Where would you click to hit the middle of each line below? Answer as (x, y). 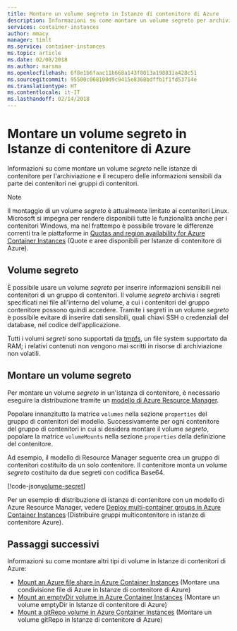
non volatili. (24, 353)
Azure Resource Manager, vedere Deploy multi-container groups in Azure (114, 507)
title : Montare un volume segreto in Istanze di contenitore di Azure (113, 14)
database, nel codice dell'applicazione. (64, 324)
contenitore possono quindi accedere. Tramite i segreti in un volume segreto (118, 310)
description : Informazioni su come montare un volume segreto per (107, 20)
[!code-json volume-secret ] (47, 486)
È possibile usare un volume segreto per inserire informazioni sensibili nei (114, 287)
